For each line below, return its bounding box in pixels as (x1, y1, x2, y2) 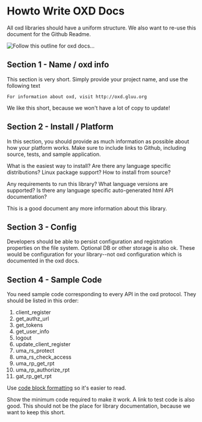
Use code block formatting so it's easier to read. (7, 384, 127, 392)
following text (7, 82, 41, 89)
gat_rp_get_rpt (15, 373, 52, 380)
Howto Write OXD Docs (7, 4, 125, 18)
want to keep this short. (7, 409, 66, 416)
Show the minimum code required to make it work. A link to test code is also (7, 396, 195, 403)
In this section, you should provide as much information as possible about (7, 137, 189, 145)
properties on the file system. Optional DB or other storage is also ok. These (7, 244, 195, 252)
